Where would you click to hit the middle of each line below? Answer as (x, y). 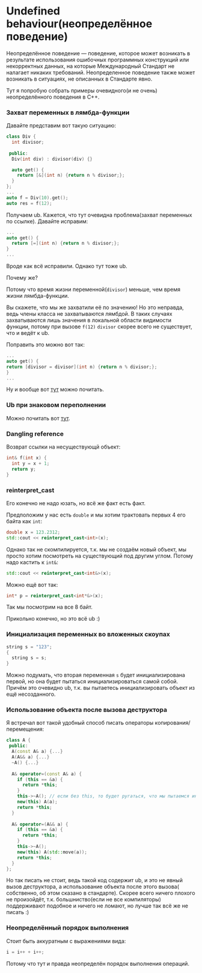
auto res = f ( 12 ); (29, 203)
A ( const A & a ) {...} (37, 752)
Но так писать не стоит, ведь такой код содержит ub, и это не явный (95, 880)
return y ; (24, 469)
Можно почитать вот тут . (38, 418)
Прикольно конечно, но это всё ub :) (53, 619)
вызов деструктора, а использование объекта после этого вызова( (93, 887)
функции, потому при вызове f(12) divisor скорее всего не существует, (99, 327)
